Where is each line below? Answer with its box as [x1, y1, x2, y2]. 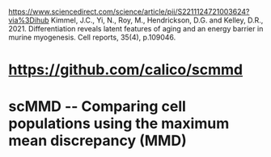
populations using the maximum [8, 114, 230, 133]
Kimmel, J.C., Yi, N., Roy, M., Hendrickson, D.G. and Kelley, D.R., [51, 15, 264, 25]
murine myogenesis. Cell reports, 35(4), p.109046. [8, 32, 176, 42]
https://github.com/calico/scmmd [8, 60, 243, 79]
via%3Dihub [8, 15, 50, 25]
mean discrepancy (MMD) [8, 132, 188, 150]
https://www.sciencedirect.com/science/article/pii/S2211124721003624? [8, 7, 250, 16]
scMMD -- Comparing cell [8, 97, 186, 116]
